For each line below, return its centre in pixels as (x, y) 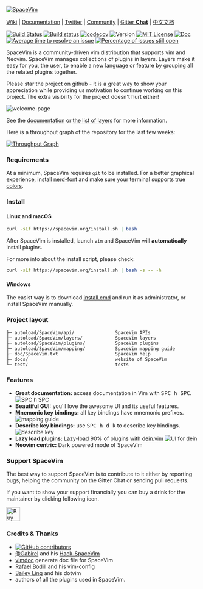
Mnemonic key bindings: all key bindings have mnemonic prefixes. (99, 412)
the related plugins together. (42, 72)
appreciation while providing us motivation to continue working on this (94, 90)
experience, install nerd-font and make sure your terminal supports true (96, 179)
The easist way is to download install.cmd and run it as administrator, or (96, 298)
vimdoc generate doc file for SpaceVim (64, 560)
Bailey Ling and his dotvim (48, 573)
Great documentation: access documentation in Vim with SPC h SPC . (103, 393)
